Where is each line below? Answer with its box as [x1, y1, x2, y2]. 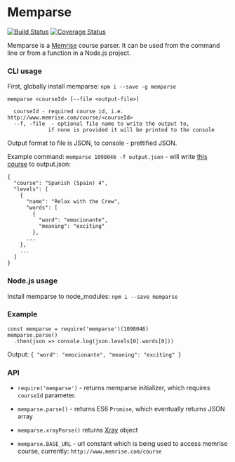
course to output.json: [7, 160, 72, 169]
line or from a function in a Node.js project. [7, 49, 131, 57]
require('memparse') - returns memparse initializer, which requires [17, 384, 210, 392]
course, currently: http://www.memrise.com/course [17, 447, 162, 456]
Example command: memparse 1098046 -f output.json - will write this [7, 153, 208, 161]
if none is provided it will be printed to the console [48, 127, 215, 134]
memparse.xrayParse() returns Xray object [17, 426, 138, 435]
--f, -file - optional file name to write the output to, [13, 120, 190, 127]
